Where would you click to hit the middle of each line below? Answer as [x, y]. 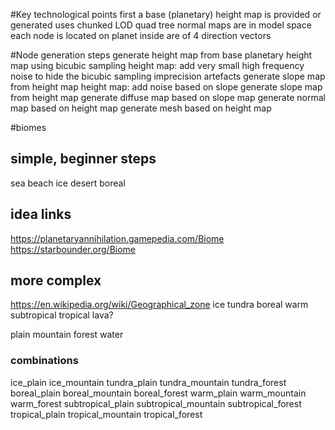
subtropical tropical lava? [62, 315]
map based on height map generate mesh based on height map [141, 108]
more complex [56, 280]
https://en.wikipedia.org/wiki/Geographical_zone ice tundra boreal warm [159, 305]
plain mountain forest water [67, 335]
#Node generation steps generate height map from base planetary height [161, 55]
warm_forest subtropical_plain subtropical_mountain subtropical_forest [156, 403]
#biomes [28, 127]
